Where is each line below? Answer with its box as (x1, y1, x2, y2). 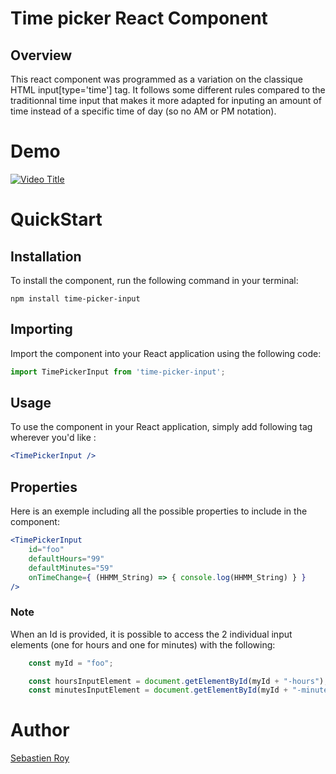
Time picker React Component (10, 7, 268, 30)
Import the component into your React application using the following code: (10, 347, 322, 359)
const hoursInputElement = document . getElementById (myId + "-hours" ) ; (28, 676, 329, 686)
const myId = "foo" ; (28, 658, 114, 668)
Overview (10, 47, 73, 64)
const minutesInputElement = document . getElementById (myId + (28, 685, 288, 696)
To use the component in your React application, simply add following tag (10, 421, 313, 433)
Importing (10, 321, 73, 338)
